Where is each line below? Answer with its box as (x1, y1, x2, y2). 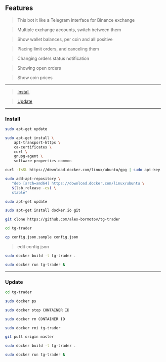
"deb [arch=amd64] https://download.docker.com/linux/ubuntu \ (11, 181, 145, 186)
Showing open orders (17, 65, 62, 71)
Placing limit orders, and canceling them (17, 45, 99, 51)
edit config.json (17, 243, 49, 249)
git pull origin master (5, 334, 54, 339)
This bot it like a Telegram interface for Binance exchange (17, 17, 135, 23)
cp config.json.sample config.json (5, 235, 79, 240)
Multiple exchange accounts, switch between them (17, 27, 121, 33)
